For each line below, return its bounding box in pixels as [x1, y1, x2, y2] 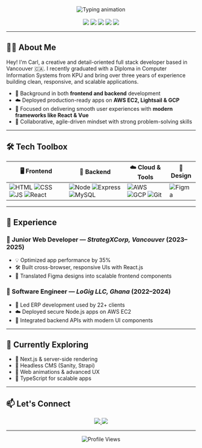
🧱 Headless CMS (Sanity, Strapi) [14, 362, 95, 369]
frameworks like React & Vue [14, 111, 89, 119]
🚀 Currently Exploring [6, 340, 89, 350]
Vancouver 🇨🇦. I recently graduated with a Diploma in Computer [6, 64, 167, 72]
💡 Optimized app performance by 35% [14, 257, 111, 264]
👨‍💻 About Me [6, 42, 57, 53]
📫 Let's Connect [6, 399, 71, 409]
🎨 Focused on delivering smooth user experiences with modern [14, 105, 173, 112]
